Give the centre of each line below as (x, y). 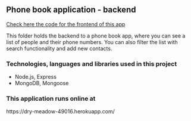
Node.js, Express (35, 77)
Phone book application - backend (71, 10)
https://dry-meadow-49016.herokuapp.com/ (60, 111)
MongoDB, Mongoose (42, 83)
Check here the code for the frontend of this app (66, 24)
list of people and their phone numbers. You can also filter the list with (92, 42)
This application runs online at (51, 99)
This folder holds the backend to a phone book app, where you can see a (96, 36)
